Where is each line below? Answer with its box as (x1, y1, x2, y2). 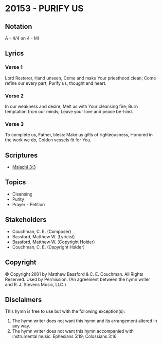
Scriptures (5, 151, 38, 159)
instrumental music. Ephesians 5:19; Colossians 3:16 (12, 333, 117, 339)
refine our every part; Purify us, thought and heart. (5, 80, 107, 86)
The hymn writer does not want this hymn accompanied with (12, 328, 134, 334)
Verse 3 (5, 120, 24, 127)
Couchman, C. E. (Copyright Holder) (12, 244, 85, 250)
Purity (12, 196, 24, 202)
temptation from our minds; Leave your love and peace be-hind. (5, 108, 133, 115)
